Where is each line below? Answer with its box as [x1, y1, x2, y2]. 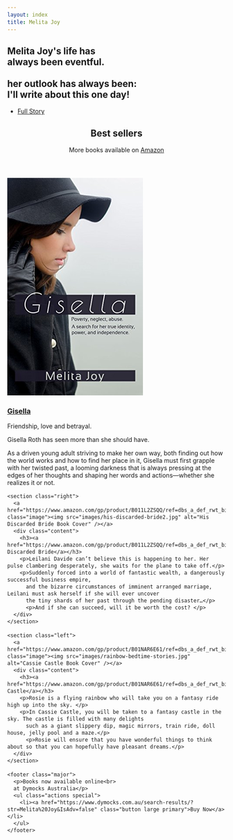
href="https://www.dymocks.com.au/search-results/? [41, 799, 194, 807]
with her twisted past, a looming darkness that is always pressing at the [7, 463, 212, 473]
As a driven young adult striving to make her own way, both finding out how [7, 449, 223, 457]
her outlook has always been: [7, 77, 137, 90]
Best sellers [90, 127, 143, 139]
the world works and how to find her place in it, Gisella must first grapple [7, 457, 215, 465]
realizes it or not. [7, 479, 55, 487]
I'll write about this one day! [7, 88, 130, 100]
